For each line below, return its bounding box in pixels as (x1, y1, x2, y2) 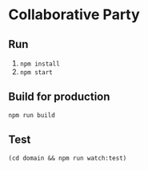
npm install (19, 60, 60, 68)
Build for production (8, 90, 110, 104)
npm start (19, 69, 54, 77)
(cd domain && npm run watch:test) (8, 154, 127, 162)
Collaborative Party (8, 6, 140, 24)
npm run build (8, 111, 56, 119)
